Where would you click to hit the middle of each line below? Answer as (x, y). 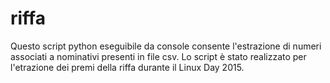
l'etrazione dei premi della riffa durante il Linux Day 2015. (127, 67)
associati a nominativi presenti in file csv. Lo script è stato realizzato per (158, 56)
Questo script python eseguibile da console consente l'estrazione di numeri (166, 46)
